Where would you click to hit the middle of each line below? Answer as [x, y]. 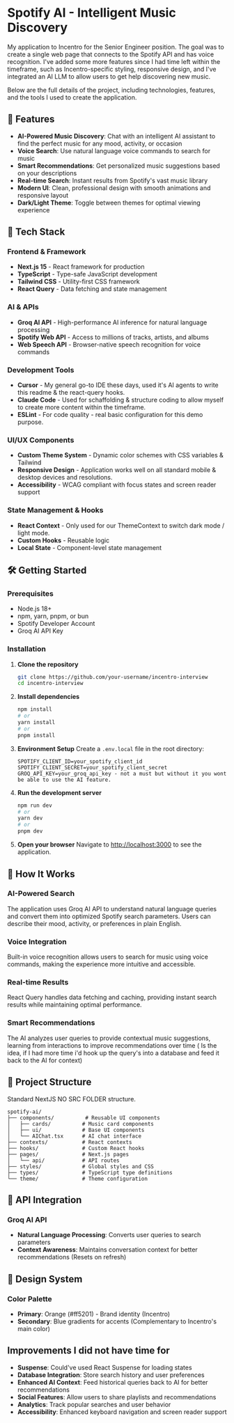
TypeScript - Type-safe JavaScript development [87, 274]
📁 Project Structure [49, 1082]
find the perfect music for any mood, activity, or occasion [100, 143]
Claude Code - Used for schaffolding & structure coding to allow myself [120, 400]
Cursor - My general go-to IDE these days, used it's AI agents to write [118, 385]
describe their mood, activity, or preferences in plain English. [95, 923]
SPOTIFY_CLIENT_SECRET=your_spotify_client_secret [92, 767]
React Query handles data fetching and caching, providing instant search [112, 998]
